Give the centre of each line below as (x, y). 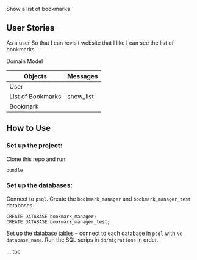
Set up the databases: (40, 185)
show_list (81, 96)
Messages (82, 76)
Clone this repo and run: (37, 159)
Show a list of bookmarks (38, 9)
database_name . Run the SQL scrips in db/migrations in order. (82, 240)
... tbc (14, 251)
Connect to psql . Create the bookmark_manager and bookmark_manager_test (99, 199)
